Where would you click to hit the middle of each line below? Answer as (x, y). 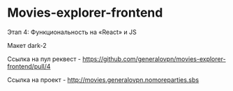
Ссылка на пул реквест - (44, 59)
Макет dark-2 (27, 45)
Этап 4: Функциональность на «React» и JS (72, 32)
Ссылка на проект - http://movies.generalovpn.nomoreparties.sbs (103, 80)
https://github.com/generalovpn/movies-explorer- (154, 59)
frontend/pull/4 (29, 66)
